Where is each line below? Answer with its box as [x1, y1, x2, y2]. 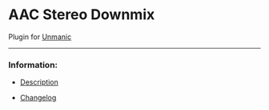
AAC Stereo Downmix [8, 6, 155, 24]
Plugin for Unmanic [8, 32, 72, 41]
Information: [8, 59, 58, 70]
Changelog [19, 93, 57, 103]
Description [19, 77, 58, 87]
